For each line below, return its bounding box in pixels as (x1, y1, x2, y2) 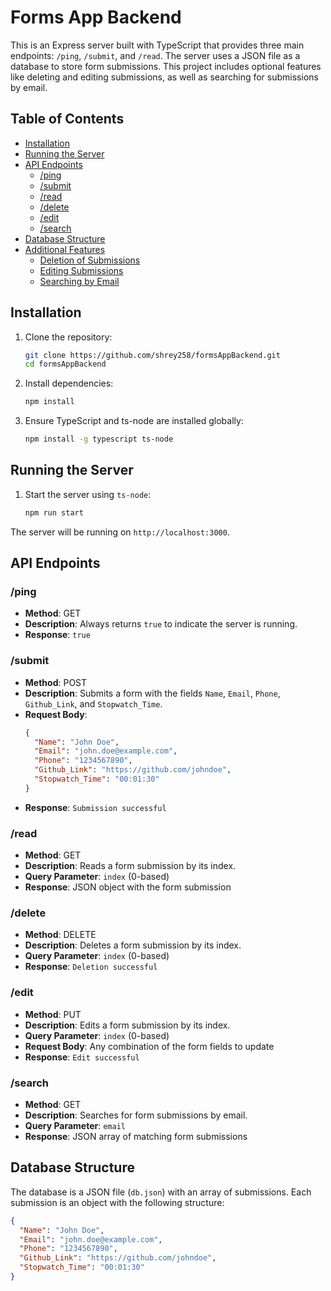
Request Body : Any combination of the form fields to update (24, 1040, 275, 1052)
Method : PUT (24, 1008, 82, 1020)
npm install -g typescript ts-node (24, 434, 174, 445)
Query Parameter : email (24, 1120, 126, 1132)
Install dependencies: (24, 377, 114, 390)
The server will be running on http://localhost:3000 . (10, 526, 230, 538)
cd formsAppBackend (24, 359, 107, 370)
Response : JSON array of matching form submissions (24, 1131, 248, 1143)
